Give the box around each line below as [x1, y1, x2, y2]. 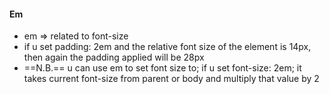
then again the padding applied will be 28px [23, 51, 205, 64]
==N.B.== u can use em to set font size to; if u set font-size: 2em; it [23, 62, 302, 74]
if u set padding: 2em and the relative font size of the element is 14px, [23, 41, 312, 53]
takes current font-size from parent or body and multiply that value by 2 [23, 73, 320, 85]
